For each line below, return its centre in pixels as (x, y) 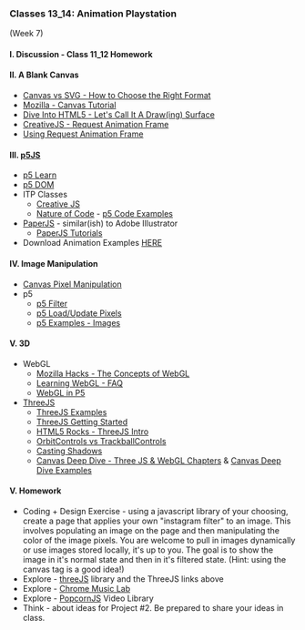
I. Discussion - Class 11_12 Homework (81, 54)
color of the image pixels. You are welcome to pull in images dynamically (159, 540)
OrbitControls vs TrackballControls (101, 441)
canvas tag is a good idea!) (73, 569)
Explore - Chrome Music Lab (76, 588)
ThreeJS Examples (71, 412)
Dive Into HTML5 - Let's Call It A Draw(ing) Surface (119, 115)
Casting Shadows (69, 451)
